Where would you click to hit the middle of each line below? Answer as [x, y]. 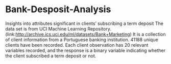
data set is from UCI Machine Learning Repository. [58, 28]
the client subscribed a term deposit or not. [51, 56]
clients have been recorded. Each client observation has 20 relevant [77, 45]
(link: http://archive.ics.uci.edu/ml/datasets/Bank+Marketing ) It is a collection [86, 34]
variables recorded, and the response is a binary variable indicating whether [86, 50]
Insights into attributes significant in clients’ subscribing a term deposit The [84, 23]
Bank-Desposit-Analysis [58, 9]
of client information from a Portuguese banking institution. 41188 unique [82, 40]
